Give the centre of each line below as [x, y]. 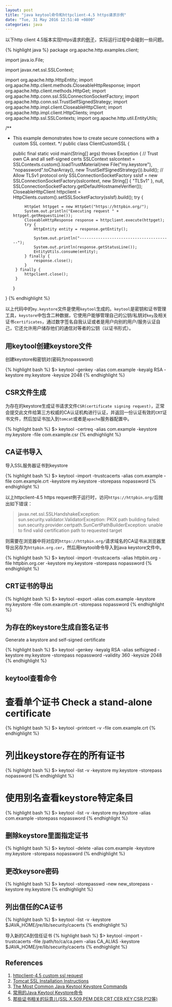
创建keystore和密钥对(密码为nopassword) [49, 359]
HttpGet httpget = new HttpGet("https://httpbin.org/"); [87, 207]
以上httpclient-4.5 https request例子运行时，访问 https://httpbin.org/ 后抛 [84, 497]
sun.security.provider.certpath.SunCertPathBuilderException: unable [90, 525]
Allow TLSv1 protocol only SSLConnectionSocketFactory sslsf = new [85, 175]
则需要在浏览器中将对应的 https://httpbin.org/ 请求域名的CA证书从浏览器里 [85, 541]
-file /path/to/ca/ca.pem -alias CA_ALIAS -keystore [86, 941]
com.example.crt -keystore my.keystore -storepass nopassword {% [85, 481]
